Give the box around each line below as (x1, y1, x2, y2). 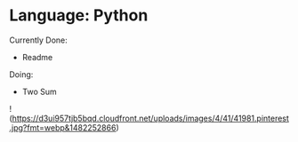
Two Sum (21, 86, 58, 97)
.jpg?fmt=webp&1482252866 (9, 122, 117, 133)
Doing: (9, 68, 34, 80)
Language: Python (9, 5, 149, 26)
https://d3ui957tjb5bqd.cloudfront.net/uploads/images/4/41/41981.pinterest (12, 113, 289, 123)
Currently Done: (9, 35, 68, 45)
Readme (21, 51, 53, 62)
